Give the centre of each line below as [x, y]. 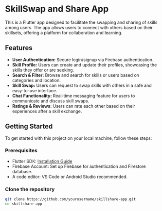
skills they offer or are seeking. [43, 70]
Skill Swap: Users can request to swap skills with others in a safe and [82, 85]
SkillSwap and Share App [57, 9]
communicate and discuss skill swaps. [51, 101]
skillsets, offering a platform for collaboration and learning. [64, 32]
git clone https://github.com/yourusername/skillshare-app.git [71, 199]
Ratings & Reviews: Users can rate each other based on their [73, 106]
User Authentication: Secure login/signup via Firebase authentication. [83, 60]
